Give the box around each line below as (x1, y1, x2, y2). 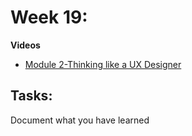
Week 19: (10, 6, 88, 29)
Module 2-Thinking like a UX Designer (24, 58, 182, 70)
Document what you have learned (10, 114, 150, 126)
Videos (10, 39, 41, 51)
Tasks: (10, 87, 53, 105)
